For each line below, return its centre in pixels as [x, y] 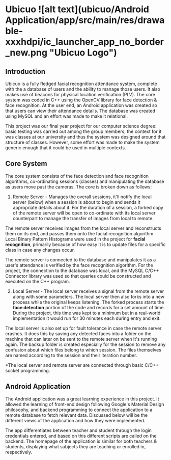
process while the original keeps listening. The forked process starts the [88, 302]
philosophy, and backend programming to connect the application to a [79, 410]
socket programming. [28, 370]
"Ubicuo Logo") [83, 53]
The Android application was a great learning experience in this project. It [82, 399]
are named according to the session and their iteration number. [71, 355]
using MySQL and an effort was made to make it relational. [67, 116]
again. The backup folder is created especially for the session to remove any [85, 344]
